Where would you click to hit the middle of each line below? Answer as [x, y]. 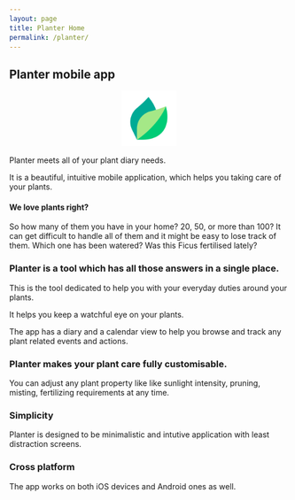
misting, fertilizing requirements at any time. [89, 392]
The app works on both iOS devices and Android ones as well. [123, 486]
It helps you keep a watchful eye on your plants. [97, 314]
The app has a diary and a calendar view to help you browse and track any [145, 331]
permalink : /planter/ [49, 37]
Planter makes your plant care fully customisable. [118, 364]
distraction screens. [46, 444]
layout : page [33, 19]
